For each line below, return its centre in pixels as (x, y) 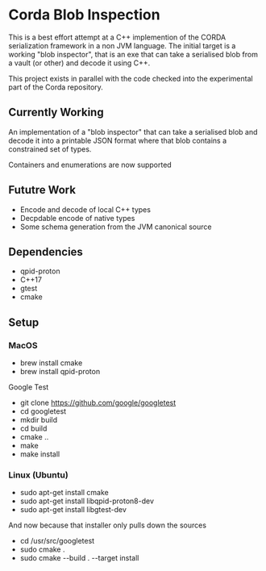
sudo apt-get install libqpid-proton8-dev (87, 501)
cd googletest (43, 411)
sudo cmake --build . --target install (79, 558)
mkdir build (39, 420)
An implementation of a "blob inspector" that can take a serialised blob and (133, 131)
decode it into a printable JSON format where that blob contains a (118, 140)
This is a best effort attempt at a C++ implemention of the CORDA (117, 37)
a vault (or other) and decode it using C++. (79, 63)
